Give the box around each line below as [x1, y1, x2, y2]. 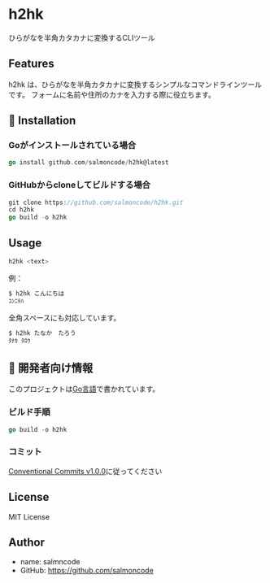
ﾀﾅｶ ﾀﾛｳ [8, 337, 31, 345]
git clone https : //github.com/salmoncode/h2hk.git [8, 198, 184, 207]
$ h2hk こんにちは [8, 289, 65, 298]
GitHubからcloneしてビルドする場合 [8, 180, 150, 191]
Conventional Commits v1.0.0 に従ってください [8, 466, 163, 476]
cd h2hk [8, 206, 35, 214]
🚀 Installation [8, 114, 76, 128]
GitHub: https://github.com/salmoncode [20, 566, 155, 576]
